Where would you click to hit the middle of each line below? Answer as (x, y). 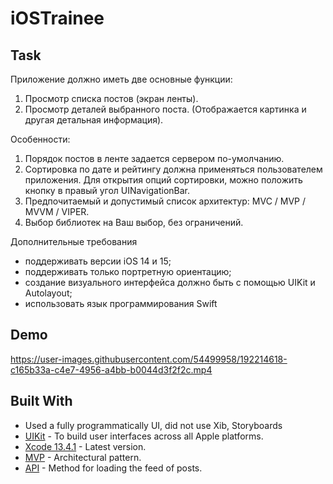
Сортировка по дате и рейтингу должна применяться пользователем (173, 169)
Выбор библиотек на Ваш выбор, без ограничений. (134, 222)
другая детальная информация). (94, 120)
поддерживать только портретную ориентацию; (128, 271)
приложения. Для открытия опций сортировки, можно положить (163, 180)
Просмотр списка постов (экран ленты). (111, 98)
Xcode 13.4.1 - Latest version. (85, 446)
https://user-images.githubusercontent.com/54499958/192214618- (149, 359)
